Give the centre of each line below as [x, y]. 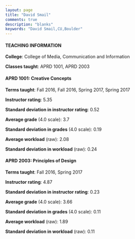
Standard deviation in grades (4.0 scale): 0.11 [53, 211]
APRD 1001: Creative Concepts [39, 78]
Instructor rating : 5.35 [29, 100]
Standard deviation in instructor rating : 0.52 [53, 109]
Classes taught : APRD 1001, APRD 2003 [47, 66]
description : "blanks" [29, 24]
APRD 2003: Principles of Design [41, 161]
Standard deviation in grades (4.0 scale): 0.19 [54, 129]
